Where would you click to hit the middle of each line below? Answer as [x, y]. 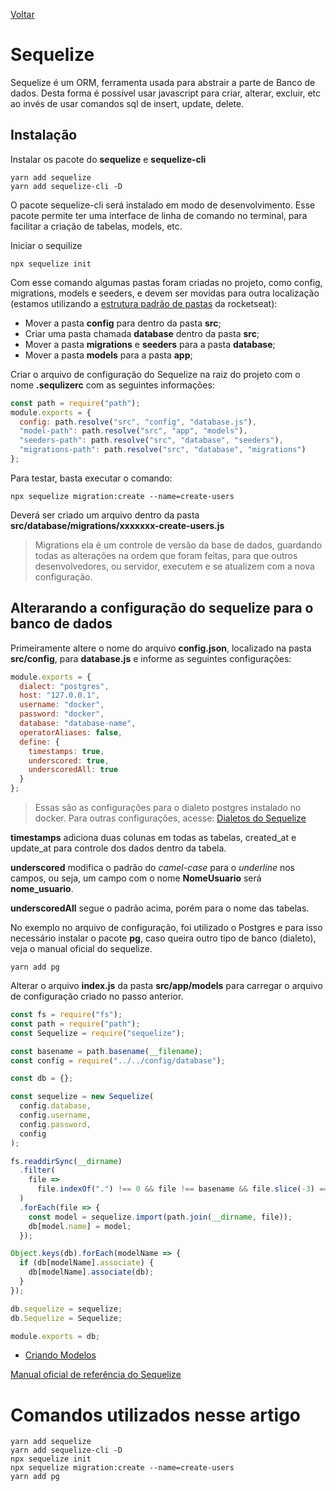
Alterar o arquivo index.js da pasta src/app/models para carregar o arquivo [166, 986]
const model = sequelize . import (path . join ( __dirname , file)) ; [160, 1217]
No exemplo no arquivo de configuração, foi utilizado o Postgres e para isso [166, 928]
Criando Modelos [60, 1355]
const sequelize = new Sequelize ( [82, 1097]
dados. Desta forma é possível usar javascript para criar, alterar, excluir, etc [166, 93]
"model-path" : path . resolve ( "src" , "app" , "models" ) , [133, 431]
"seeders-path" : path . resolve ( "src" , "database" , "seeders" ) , [151, 440]
